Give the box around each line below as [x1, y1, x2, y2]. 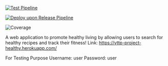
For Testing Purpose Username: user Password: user [5, 55, 117, 61]
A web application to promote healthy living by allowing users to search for [5, 35, 163, 40]
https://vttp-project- [99, 40, 142, 46]
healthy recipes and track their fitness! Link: [5, 40, 98, 46]
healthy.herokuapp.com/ [5, 45, 57, 51]
